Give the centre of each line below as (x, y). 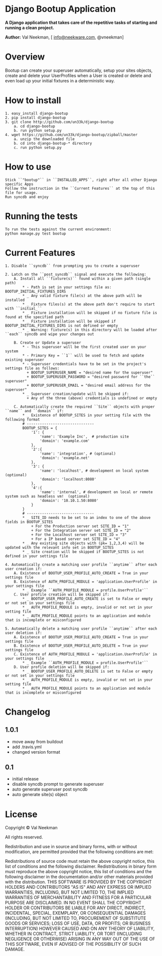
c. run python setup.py (38, 147)
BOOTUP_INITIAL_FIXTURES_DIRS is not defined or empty (62, 325)
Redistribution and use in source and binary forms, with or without (71, 847)
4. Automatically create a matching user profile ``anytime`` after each (81, 564)
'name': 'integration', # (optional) (78, 454)
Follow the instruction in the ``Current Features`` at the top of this (80, 188)
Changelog (28, 712)
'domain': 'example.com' (65, 441)
